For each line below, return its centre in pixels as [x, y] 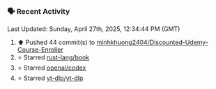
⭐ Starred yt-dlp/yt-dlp [50, 78]
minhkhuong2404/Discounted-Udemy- [153, 42]
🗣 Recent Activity [39, 11]
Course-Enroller [40, 50]
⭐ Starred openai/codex [52, 68]
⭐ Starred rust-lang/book [53, 57]
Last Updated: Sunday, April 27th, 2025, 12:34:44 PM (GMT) [94, 29]
